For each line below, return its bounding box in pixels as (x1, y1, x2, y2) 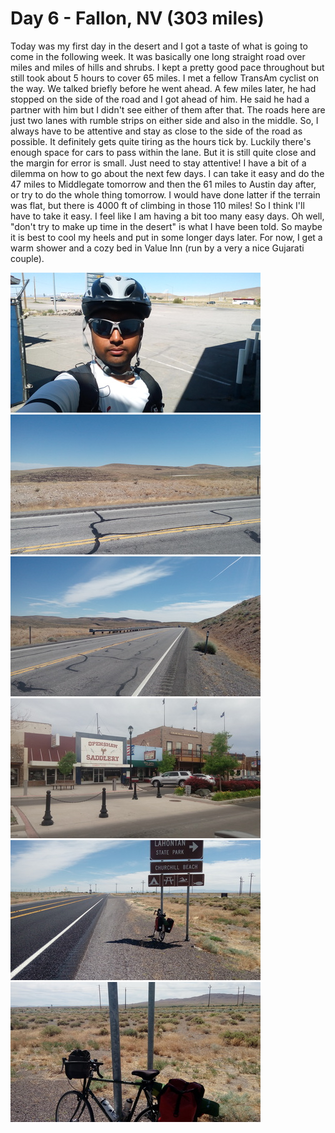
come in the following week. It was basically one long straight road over (10, 50, 306, 62)
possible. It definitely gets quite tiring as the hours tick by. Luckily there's (10, 135, 312, 147)
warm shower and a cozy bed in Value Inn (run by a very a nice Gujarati (10, 242, 305, 254)
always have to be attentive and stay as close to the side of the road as (10, 125, 303, 137)
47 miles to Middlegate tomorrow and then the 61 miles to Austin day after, (10, 178, 317, 190)
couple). (10, 252, 45, 264)
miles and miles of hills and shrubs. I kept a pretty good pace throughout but (10, 61, 325, 73)
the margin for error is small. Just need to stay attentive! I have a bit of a (10, 157, 307, 169)
